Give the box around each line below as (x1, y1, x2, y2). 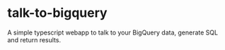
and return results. (7, 35, 62, 44)
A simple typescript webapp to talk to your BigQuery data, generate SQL (7, 28, 218, 37)
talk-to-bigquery (7, 5, 108, 21)
